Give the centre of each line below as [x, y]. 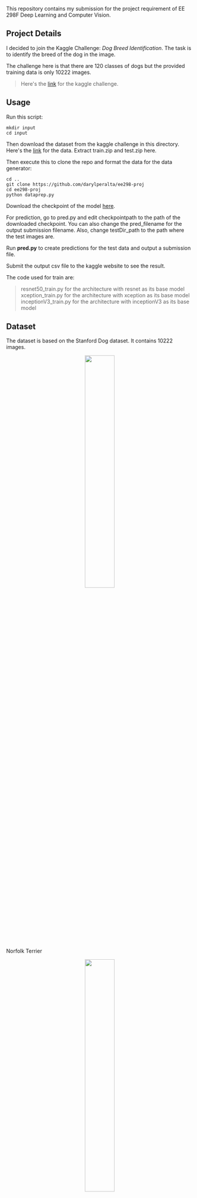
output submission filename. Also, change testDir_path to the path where [95, 230]
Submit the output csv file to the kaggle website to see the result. [86, 266]
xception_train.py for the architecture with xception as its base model [105, 295]
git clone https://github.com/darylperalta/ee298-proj [75, 184]
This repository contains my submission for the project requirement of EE [96, 9]
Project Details [34, 34]
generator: [19, 168]
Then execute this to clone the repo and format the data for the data [89, 162]
